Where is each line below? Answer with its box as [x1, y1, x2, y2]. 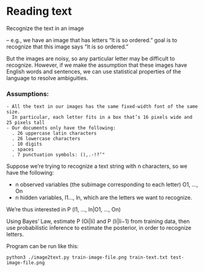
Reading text [6, 4, 72, 18]
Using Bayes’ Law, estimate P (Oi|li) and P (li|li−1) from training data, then [6, 217, 190, 225]
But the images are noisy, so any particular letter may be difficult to [6, 55, 175, 62]
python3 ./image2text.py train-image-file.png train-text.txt [6, 254, 168, 261]
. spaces [12, 146, 34, 153]
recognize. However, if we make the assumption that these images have [6, 61, 188, 69]
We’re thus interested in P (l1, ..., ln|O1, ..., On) [6, 206, 121, 213]
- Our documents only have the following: [6, 125, 116, 131]
